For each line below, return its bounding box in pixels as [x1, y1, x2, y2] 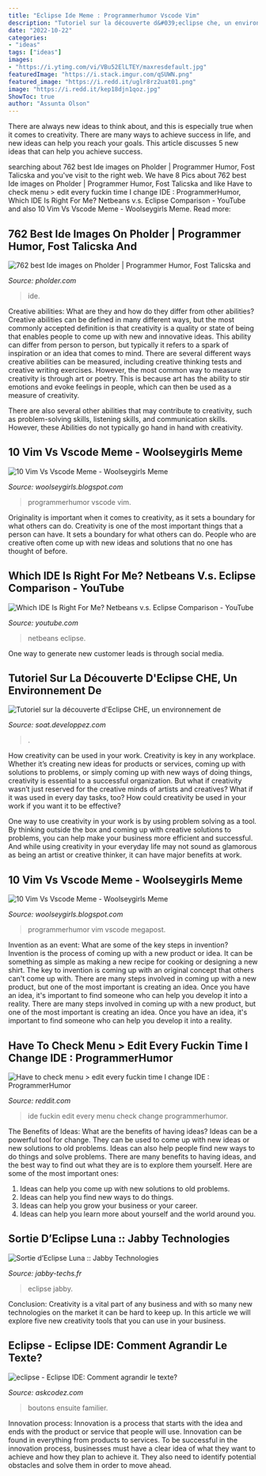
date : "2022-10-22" [8, 26, 73, 34]
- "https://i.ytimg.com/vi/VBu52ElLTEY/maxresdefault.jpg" [8, 63, 207, 71]
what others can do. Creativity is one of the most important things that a [8, 521, 244, 530]
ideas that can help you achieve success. [8, 147, 143, 157]
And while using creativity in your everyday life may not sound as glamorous [8, 842, 257, 852]
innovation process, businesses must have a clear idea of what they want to [8, 1444, 256, 1453]
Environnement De [8, 684, 102, 697]
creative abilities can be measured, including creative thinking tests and [8, 357, 242, 366]
